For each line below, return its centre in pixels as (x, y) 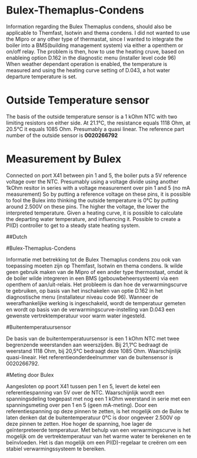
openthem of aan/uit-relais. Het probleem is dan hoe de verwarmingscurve (97, 284)
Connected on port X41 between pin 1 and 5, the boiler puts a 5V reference (96, 175)
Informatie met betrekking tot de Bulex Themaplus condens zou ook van (94, 259)
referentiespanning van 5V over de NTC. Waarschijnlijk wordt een (85, 392)
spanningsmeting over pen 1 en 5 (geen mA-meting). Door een (82, 405)
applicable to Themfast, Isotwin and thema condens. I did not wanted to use (98, 32)
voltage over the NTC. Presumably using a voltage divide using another (92, 181)
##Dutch (17, 236)
